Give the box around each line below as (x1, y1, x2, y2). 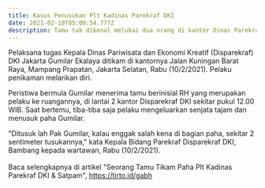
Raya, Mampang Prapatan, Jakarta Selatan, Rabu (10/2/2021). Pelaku (8, 65, 233, 74)
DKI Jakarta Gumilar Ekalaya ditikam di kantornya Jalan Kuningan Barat (8, 56, 239, 66)
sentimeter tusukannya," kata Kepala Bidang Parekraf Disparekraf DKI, (8, 137, 237, 147)
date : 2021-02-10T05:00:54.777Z (8, 19, 114, 27)
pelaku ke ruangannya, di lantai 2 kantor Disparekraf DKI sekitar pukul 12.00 (8, 96, 255, 107)
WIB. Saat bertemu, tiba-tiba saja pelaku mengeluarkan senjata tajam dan (8, 105, 247, 115)
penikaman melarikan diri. (8, 73, 92, 83)
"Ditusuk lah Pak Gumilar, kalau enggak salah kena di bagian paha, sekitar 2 (8, 129, 255, 138)
